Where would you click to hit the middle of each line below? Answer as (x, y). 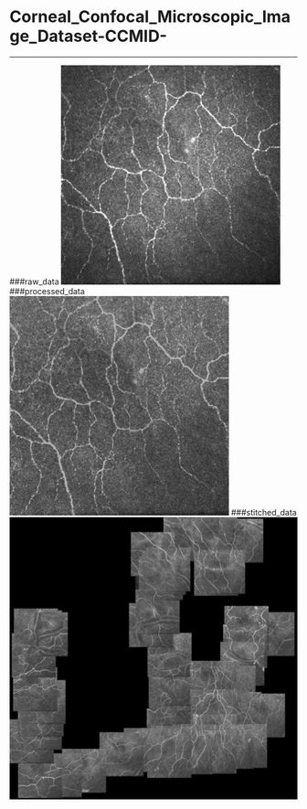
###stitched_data (264, 512)
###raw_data (34, 282)
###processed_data (47, 291)
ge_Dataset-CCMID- (88, 36)
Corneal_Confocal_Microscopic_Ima (150, 17)
